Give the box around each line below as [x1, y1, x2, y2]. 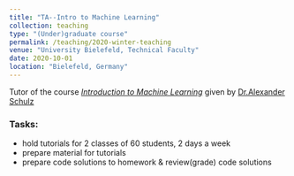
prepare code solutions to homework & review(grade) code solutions [21, 157, 272, 168]
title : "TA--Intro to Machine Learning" [9, 12, 161, 22]
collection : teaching [9, 21, 89, 30]
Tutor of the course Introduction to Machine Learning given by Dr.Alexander [9, 86, 285, 97]
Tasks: [9, 118, 39, 130]
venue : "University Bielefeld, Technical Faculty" [9, 46, 200, 55]
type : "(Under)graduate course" [9, 29, 128, 38]
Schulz [9, 96, 34, 106]
